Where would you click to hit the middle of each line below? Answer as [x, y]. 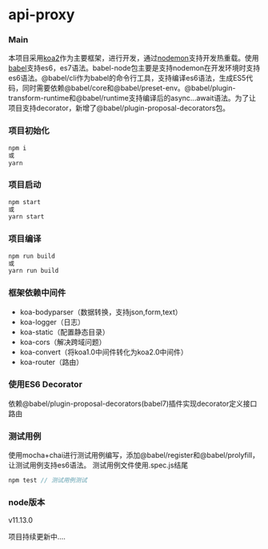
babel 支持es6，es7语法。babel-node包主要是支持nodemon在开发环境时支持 [134, 68]
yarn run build [34, 271]
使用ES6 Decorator [45, 384]
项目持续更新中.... [37, 537]
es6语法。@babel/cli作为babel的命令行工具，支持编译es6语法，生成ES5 [127, 78]
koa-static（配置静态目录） [64, 332]
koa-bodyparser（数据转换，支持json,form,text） [101, 312]
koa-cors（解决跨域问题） [63, 342]
